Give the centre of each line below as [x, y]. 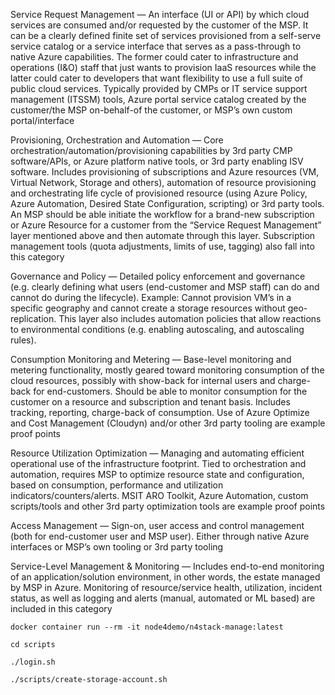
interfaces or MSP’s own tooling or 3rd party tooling [117, 547]
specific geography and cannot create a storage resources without [148, 308]
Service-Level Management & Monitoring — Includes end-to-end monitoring [167, 566]
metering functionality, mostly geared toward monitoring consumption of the [167, 370]
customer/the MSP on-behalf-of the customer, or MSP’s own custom [151, 110]
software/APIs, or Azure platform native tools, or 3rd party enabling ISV [157, 161]
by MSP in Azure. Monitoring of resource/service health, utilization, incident [166, 587]
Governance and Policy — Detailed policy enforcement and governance [158, 276]
